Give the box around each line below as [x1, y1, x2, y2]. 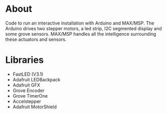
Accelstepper [12, 98, 41, 104]
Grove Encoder [12, 87, 45, 94]
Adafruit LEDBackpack [12, 76, 60, 82]
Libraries [5, 54, 44, 66]
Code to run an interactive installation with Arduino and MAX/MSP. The [5, 20, 155, 26]
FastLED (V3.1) [12, 71, 43, 77]
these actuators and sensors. [5, 36, 67, 42]
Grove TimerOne [12, 93, 48, 99]
